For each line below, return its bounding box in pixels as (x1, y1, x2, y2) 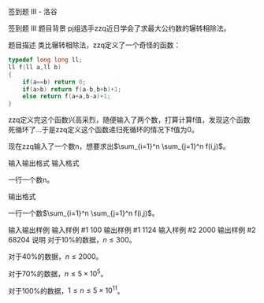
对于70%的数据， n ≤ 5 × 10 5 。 (8, 268, 108, 278)
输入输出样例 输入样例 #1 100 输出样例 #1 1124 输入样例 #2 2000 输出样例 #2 (8, 225, 256, 235)
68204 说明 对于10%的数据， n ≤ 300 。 (8, 235, 136, 245)
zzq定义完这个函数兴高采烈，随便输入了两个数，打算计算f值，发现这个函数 (8, 115, 251, 124)
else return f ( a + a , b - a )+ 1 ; (22, 93, 111, 101)
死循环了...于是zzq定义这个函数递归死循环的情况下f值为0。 (8, 125, 199, 135)
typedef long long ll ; (8, 56, 83, 64)
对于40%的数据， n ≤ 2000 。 (8, 252, 103, 261)
